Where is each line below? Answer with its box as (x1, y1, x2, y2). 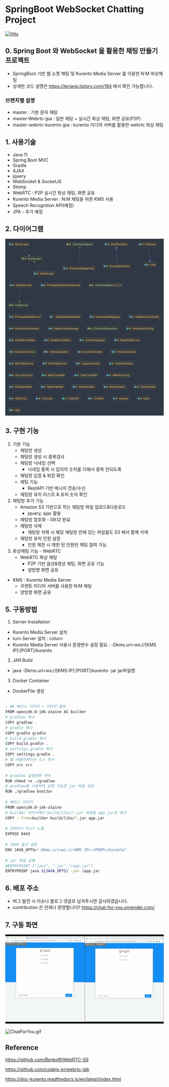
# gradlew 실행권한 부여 (5, 773, 51, 778)
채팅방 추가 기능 (12, 497, 44, 504)
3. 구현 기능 (5, 427, 39, 435)
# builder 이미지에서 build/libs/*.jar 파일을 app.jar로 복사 (5, 810, 127, 815)
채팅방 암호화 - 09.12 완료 (20, 516, 71, 522)
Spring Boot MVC (12, 157, 49, 163)
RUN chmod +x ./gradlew (5, 779, 55, 784)
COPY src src (5, 762, 33, 767)
